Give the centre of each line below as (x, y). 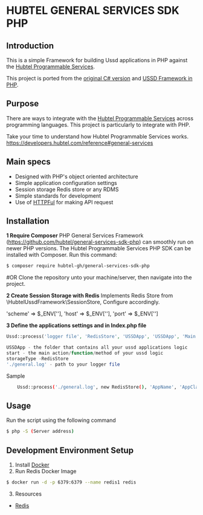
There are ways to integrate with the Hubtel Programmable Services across (100, 118)
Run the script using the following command (61, 420)
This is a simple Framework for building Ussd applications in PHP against (97, 60)
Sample (16, 376)
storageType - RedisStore (37, 358)
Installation (28, 221)
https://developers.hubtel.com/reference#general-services (80, 143)
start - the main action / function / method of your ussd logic (85, 353)
